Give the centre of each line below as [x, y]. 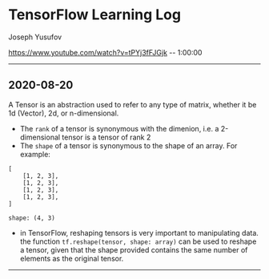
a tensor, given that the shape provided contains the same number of [134, 249]
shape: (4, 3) [32, 218]
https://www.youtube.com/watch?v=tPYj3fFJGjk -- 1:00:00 [105, 52]
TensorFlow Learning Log [95, 15]
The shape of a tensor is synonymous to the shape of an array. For [128, 145]
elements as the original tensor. [72, 258]
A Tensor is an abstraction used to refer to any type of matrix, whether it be [132, 104]
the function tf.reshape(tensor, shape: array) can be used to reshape [138, 241]
